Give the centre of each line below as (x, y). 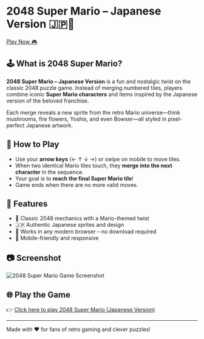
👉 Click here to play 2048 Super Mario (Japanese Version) (81, 310)
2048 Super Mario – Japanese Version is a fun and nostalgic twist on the (99, 81)
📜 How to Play (33, 145)
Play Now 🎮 (22, 41)
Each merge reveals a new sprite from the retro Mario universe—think (93, 112)
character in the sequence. (49, 172)
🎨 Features (27, 203)
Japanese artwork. (49, 125)
